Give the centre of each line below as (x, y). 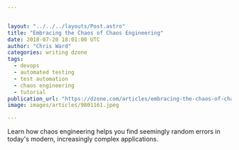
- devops (27, 66)
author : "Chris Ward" (39, 46)
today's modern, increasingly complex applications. (83, 139)
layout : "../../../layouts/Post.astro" (67, 26)
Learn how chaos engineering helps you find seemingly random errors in (114, 132)
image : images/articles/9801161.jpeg (63, 105)
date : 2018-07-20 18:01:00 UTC (54, 40)
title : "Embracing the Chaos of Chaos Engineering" (85, 33)
